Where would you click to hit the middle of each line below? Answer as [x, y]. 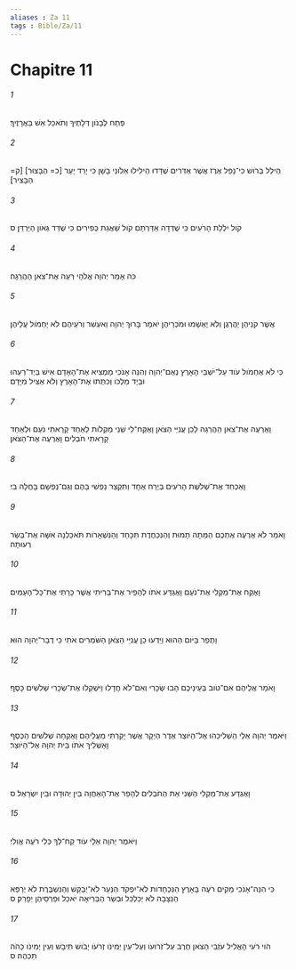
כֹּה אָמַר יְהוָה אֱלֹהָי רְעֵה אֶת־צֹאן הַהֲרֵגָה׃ [73, 276]
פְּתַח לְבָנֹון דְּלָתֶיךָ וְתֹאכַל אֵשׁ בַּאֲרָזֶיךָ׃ [68, 122]
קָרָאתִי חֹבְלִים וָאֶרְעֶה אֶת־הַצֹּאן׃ [60, 439]
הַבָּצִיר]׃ [22, 180]
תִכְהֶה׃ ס [24, 956]
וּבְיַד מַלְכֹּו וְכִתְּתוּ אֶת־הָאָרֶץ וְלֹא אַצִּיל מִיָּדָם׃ [78, 381]
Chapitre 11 [52, 70]
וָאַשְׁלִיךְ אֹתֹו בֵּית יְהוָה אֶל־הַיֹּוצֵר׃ [60, 745]
